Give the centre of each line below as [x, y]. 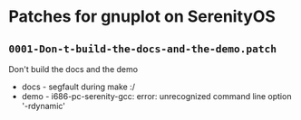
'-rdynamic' [43, 106]
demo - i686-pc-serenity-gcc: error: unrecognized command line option [156, 96]
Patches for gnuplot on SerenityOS [142, 17]
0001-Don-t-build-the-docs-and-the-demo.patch [143, 49]
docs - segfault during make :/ [78, 87]
